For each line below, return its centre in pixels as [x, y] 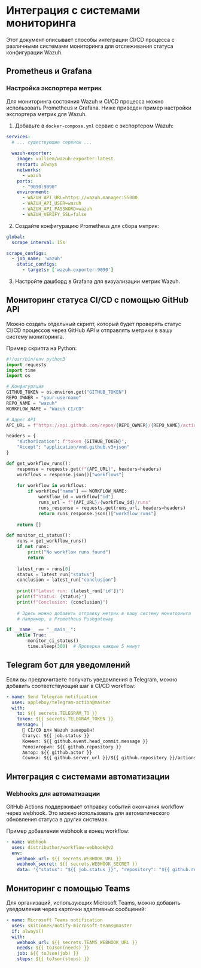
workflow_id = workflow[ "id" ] [76, 497]
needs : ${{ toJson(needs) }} [53, 948]
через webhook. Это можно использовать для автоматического [88, 813]
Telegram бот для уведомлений [68, 665]
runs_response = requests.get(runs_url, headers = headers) [112, 508]
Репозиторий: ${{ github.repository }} [71, 747]
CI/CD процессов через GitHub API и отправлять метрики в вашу [89, 330]
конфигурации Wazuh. [34, 52]
